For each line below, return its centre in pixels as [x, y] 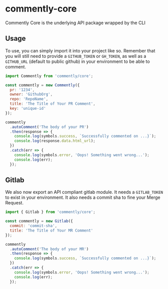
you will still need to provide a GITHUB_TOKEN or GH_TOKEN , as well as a [76, 56]
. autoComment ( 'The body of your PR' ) [49, 127]
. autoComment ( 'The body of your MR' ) [49, 249]
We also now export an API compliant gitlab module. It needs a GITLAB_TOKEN [84, 192]
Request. [14, 203]
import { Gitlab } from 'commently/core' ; [50, 212]
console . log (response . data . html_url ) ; [55, 141]
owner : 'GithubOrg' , [31, 94]
